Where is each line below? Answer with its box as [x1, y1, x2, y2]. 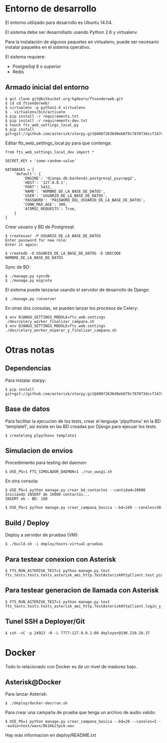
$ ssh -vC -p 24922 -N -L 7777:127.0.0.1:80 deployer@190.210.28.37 [5, 630, 150, 635]
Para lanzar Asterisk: [5, 691, 48, 697]
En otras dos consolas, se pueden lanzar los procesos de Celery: [5, 305, 138, 311]
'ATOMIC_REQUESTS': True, [23, 206, 77, 211]
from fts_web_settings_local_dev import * [5, 149, 94, 154]
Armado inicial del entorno [5, 83, 89, 92]
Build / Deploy [5, 519, 50, 527]
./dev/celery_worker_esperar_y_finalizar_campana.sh [5, 327, 117, 333]
